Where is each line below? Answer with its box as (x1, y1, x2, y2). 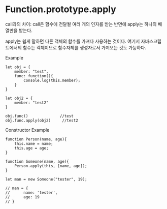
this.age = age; (14, 145, 49, 151)
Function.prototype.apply (5, 4, 117, 15)
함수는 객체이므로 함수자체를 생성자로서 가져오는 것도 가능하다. (22, 44, 146, 50)
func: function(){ (14, 73, 53, 78)
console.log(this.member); (23, 78, 81, 83)
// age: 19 (5, 194, 40, 199)
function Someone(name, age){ (5, 159, 70, 164)
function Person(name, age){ (5, 136, 67, 142)
